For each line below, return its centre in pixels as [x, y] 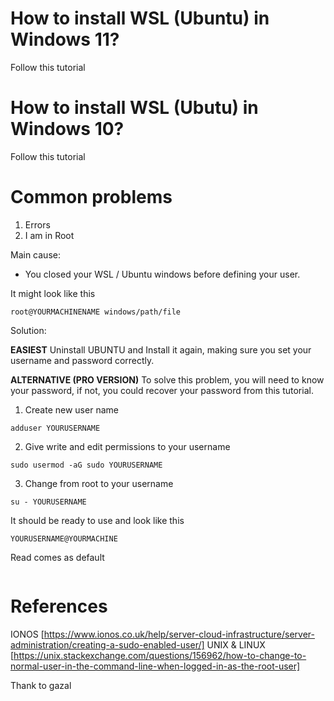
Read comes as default [57, 557]
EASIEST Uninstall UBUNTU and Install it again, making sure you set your [161, 349]
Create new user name [71, 409]
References [59, 606]
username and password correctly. [82, 360]
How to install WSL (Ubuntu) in [140, 18]
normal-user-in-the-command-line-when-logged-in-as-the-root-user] [155, 666]
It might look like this [53, 293]
